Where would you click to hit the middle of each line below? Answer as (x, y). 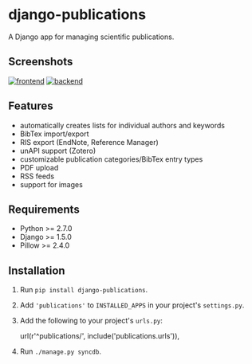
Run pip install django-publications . (84, 290)
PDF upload (39, 167)
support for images (51, 184)
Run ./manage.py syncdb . (61, 351)
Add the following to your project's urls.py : (91, 321)
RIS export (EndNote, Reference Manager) (89, 142)
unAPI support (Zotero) (58, 151)
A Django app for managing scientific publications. (91, 37)
